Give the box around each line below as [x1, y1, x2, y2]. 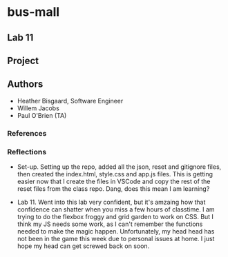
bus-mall [7, 4, 60, 20]
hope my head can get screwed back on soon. [17, 242, 150, 250]
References [7, 128, 47, 138]
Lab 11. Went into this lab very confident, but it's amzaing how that [17, 198, 206, 206]
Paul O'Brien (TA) [17, 111, 67, 119]
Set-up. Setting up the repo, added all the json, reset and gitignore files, [17, 163, 222, 171]
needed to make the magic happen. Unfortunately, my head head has [17, 227, 215, 235]
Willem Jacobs [17, 104, 60, 112]
